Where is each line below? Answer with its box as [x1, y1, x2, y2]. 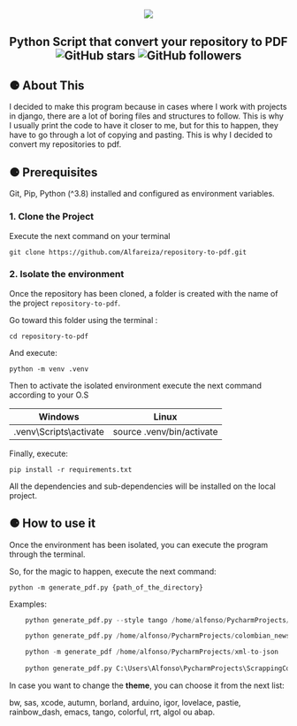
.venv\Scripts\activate [13, 425, 104, 437]
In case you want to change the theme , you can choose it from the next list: [9, 680, 285, 691]
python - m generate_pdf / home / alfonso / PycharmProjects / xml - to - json [25, 647, 278, 657]
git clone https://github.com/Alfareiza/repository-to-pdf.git [9, 248, 247, 257]
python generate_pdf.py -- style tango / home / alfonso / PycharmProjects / [25, 615, 291, 624]
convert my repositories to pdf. [9, 139, 122, 150]
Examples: [9, 599, 47, 609]
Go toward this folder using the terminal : [9, 314, 158, 325]
